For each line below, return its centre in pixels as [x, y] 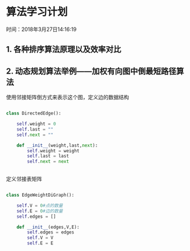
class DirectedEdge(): [34, 114]
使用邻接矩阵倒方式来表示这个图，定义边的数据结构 [68, 97]
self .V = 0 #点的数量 [40, 205]
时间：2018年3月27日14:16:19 [42, 29]
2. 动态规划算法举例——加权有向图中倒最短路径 [91, 71]
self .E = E [40, 243]
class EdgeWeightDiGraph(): [40, 195]
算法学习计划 [37, 12]
